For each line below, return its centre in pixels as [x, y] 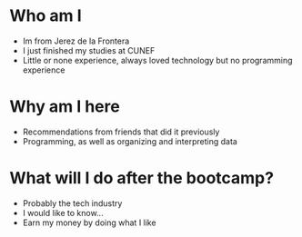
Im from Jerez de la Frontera [76, 41]
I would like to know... [63, 212]
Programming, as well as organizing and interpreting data [130, 141]
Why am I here [65, 107]
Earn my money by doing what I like [89, 222]
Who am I [45, 16]
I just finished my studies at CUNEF [89, 50]
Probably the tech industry [72, 203]
